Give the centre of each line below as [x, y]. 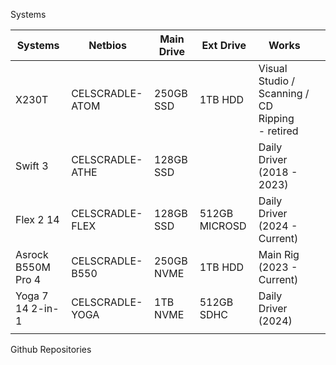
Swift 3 [32, 166]
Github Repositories [51, 349]
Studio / [277, 81]
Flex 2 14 [37, 219]
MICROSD [223, 226]
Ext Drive [224, 45]
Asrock [32, 254]
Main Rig [279, 254]
